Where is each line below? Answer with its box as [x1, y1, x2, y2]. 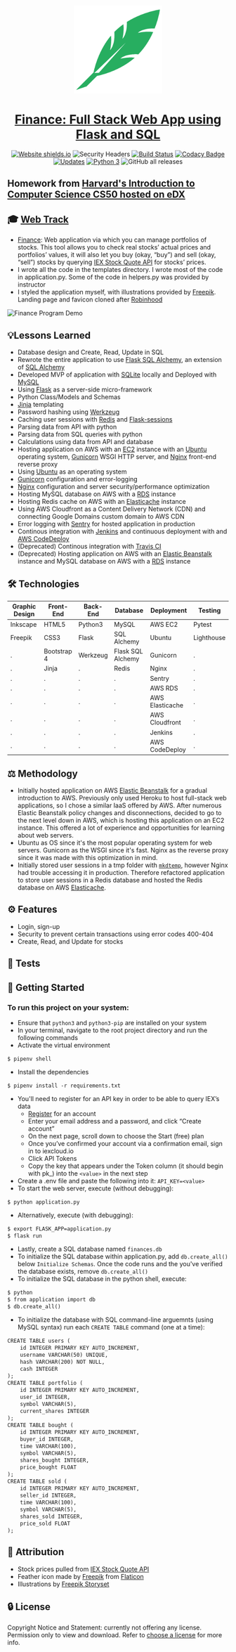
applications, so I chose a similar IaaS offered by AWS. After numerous [17, 801, 222, 809]
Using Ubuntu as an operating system [17, 467, 127, 476]
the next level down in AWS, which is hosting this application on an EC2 [17, 817, 225, 825]
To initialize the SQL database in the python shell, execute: [17, 1274, 188, 1283]
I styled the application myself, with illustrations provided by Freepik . [17, 288, 216, 297]
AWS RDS [150, 684, 178, 692]
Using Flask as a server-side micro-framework [17, 385, 152, 394]
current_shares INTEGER [20, 1407, 90, 1414]
